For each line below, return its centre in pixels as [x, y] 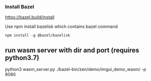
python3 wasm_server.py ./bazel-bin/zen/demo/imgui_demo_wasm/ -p [76, 69]
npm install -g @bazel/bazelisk [38, 35]
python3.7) [22, 58]
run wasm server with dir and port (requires [72, 50]
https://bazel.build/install [30, 17]
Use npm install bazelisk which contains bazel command [61, 27]
